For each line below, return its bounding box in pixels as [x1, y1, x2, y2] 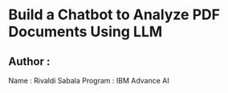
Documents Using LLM [8, 22, 163, 41]
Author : [8, 55, 51, 68]
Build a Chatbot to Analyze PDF [8, 6, 221, 24]
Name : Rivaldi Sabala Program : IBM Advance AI [8, 76, 170, 85]
